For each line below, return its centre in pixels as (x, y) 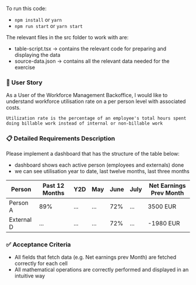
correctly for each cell (41, 263)
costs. (13, 108)
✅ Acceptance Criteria (38, 244)
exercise (25, 67)
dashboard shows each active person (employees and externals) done (99, 165)
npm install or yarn (38, 20)
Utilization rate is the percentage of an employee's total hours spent (96, 119)
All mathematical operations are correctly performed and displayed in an (101, 269)
